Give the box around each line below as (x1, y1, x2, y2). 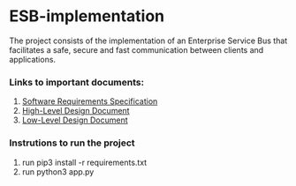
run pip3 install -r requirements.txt (21, 157, 148, 167)
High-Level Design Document (21, 106, 130, 116)
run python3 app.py (21, 166, 95, 177)
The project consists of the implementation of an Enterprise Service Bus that (9, 35, 288, 46)
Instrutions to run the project (9, 137, 135, 149)
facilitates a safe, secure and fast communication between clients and (9, 44, 264, 55)
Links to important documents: (9, 76, 144, 88)
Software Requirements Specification (21, 96, 158, 107)
